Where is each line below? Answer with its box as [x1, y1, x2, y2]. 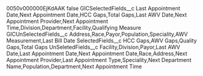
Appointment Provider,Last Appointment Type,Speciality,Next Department [6, 57, 192, 63]
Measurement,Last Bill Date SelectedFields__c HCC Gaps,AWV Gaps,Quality [6, 37, 197, 44]
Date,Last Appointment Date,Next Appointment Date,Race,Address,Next [6, 50, 188, 57]
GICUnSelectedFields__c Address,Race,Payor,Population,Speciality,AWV [6, 30, 188, 38]
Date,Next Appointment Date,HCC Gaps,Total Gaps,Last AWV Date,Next [6, 11, 187, 18]
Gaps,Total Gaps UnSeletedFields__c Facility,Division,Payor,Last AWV [6, 44, 181, 50]
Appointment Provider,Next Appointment [6, 18, 109, 25]
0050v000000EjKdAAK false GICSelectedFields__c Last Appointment [6, 5, 181, 12]
